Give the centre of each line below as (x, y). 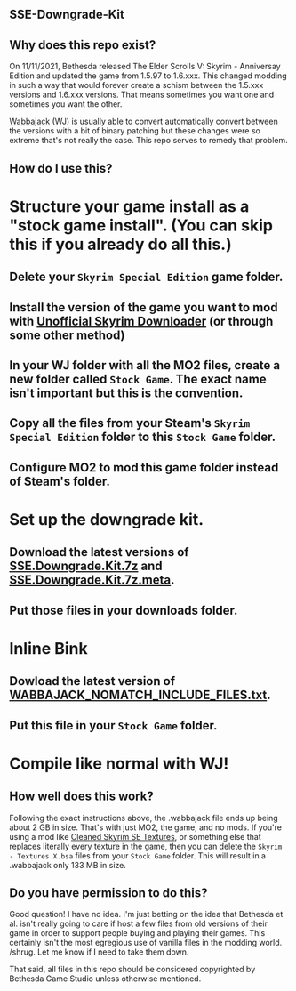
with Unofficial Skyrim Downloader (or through (141, 321)
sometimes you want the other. (66, 104)
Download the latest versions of (99, 552)
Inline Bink (48, 648)
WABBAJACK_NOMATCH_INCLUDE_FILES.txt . (140, 695)
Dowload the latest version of (92, 681)
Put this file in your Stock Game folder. (113, 725)
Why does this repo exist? (83, 45)
